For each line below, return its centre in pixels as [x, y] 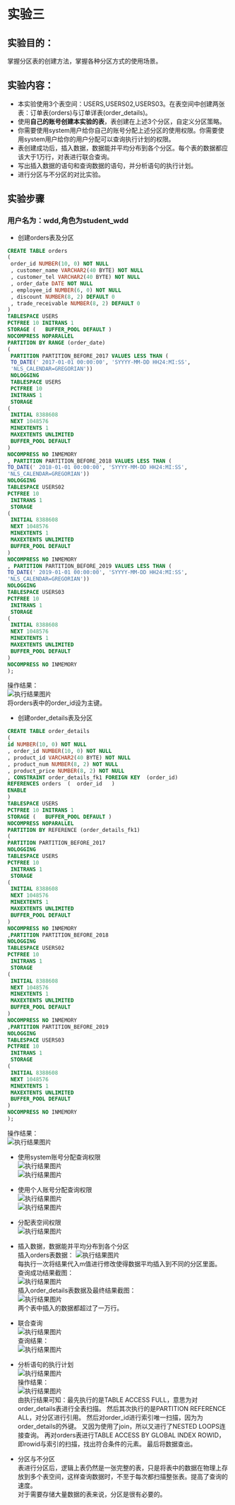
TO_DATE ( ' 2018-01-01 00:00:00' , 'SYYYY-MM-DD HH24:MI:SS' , [98, 468]
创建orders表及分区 [46, 237]
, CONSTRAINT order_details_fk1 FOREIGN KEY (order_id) [93, 778]
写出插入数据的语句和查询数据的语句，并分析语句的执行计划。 [107, 165]
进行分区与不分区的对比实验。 [61, 174]
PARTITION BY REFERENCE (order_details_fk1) [74, 830]
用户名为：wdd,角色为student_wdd [68, 221]
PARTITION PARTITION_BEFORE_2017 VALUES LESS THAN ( [90, 356]
